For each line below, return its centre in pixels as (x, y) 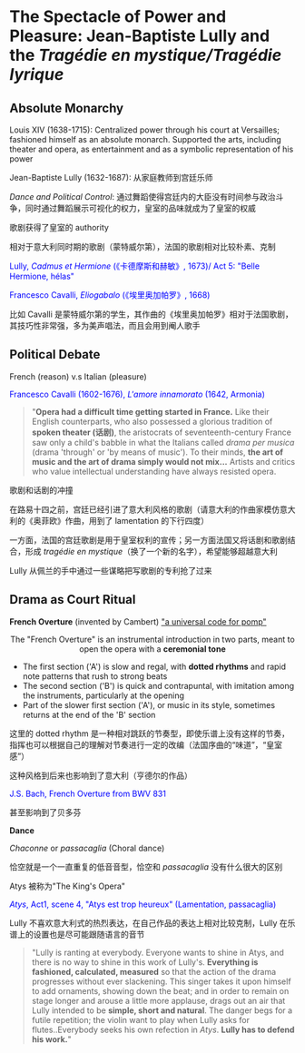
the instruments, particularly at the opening (103, 695)
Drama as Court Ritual (73, 600)
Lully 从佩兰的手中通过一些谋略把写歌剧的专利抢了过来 (111, 570)
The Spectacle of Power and (118, 17)
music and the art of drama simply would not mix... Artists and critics (163, 461)
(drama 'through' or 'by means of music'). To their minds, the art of (157, 452)
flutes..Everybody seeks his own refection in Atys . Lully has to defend (163, 1029)
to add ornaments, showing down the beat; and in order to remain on (160, 990)
